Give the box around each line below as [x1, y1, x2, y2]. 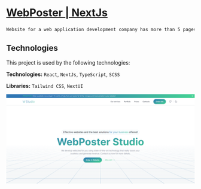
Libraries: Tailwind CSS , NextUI [6, 82, 84, 89]
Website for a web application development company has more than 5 [6, 26, 181, 32]
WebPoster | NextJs [6, 6, 108, 20]
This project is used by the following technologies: [6, 59, 130, 66]
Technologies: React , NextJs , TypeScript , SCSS [6, 71, 120, 78]
